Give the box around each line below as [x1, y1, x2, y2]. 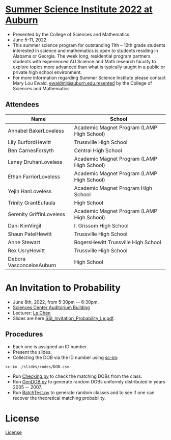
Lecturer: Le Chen [12, 309, 51, 316]
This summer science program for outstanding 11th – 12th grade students [12, 42, 165, 48]
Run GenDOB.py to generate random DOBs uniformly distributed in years [12, 378, 165, 384]
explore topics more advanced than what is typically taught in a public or [12, 64, 165, 70]
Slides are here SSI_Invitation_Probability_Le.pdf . [12, 315, 115, 321]
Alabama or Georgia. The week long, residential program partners [12, 53, 151, 59]
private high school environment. [12, 69, 82, 75]
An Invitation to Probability [5, 282, 121, 294]
